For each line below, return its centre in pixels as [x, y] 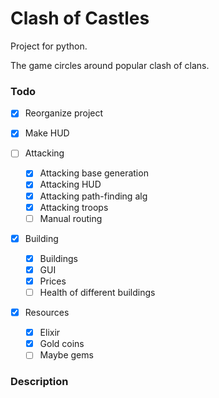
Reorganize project [64, 113]
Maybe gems [66, 355]
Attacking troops [74, 207]
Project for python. [49, 46]
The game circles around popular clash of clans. [110, 65]
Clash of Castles [80, 18]
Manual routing [71, 218]
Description [39, 382]
